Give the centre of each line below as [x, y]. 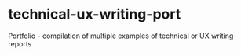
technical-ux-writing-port [95, 14]
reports [20, 43]
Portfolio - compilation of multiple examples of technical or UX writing [121, 36]
